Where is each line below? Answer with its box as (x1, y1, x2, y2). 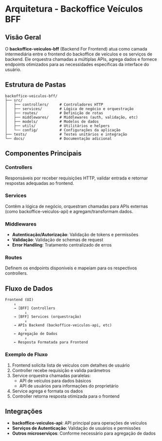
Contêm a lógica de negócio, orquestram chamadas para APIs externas (5, 203, 148, 209)
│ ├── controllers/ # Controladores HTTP (5, 102, 104, 107)
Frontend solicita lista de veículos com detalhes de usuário (12, 362, 130, 368)
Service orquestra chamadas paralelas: (12, 372, 91, 378)
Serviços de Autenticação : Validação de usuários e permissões (12, 425, 141, 431)
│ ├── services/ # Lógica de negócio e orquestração (5, 106, 134, 111)
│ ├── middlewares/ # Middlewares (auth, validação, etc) (5, 115, 138, 120)
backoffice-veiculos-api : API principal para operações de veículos (12, 420, 147, 426)
